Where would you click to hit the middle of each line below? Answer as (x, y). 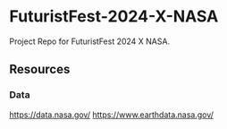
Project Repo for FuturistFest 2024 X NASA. (90, 41)
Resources (40, 69)
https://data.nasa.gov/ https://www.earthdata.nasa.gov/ (112, 115)
